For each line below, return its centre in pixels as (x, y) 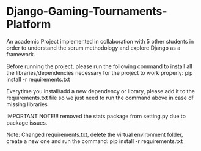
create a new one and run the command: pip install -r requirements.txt (95, 141)
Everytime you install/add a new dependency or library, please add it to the (101, 91)
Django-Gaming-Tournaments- (87, 11)
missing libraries (27, 104)
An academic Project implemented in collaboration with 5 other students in (100, 41)
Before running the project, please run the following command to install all (99, 66)
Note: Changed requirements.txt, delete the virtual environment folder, (95, 134)
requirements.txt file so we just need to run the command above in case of (100, 98)
